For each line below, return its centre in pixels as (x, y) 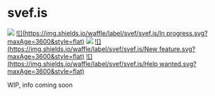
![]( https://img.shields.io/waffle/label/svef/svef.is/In (91, 33)
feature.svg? (177, 49)
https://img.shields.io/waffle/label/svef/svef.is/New (84, 49)
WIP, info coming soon (40, 85)
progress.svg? (187, 33)
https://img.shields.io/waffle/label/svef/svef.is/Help (84, 64)
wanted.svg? (178, 64)
